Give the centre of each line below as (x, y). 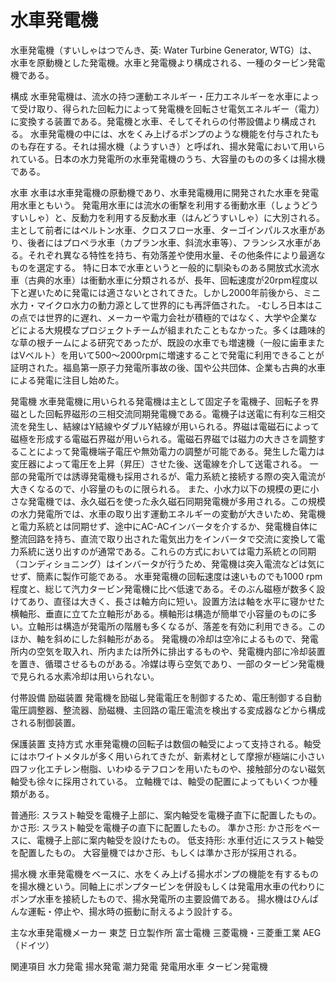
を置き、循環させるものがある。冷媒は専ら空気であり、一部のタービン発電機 (167, 663)
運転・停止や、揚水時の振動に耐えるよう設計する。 (132, 911)
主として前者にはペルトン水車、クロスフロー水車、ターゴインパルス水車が (163, 230)
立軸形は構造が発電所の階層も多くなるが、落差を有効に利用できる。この (176, 626)
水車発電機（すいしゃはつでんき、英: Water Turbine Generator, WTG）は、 (164, 50)
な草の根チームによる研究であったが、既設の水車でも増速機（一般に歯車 (159, 342)
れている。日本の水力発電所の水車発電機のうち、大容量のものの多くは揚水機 (168, 158)
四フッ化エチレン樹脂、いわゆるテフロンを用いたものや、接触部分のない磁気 (168, 768)
